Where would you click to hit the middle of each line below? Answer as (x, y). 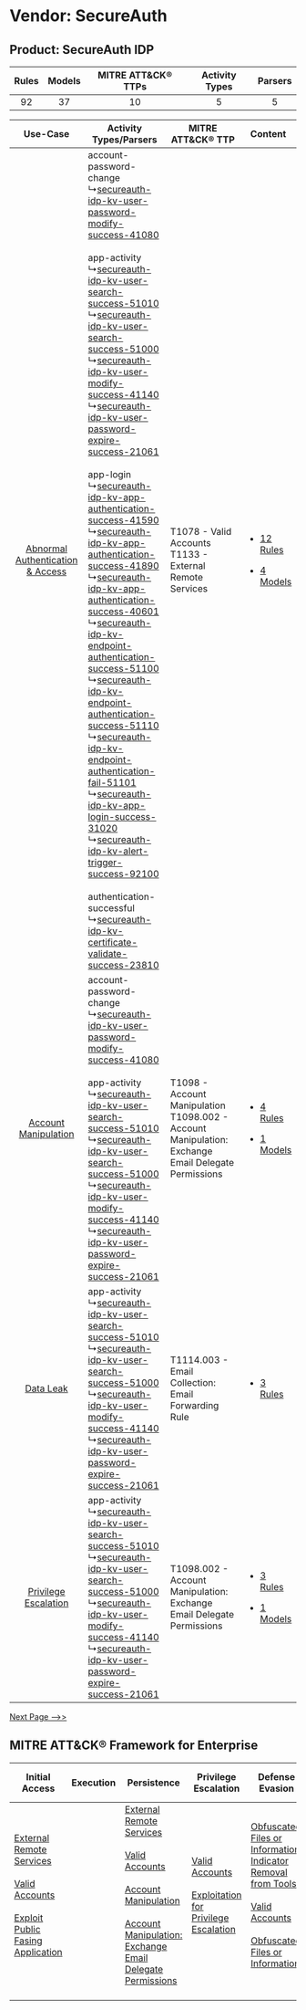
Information (275, 1963)
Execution (94, 1783)
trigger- (105, 862)
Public (27, 1929)
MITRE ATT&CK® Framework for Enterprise (134, 1746)
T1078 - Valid (201, 532)
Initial (38, 1776)
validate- (108, 953)
